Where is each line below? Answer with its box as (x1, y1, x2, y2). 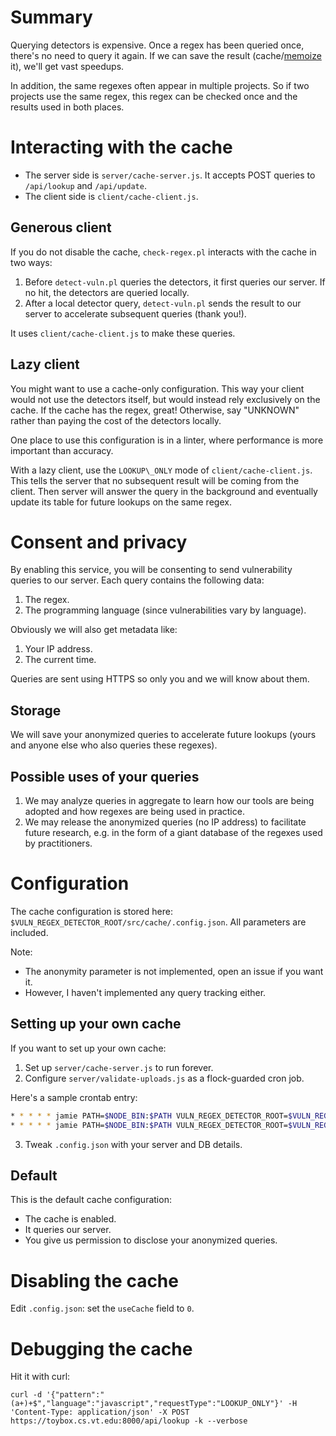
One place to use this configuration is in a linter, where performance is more (10, 434, 324, 446)
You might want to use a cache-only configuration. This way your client (10, 382, 305, 395)
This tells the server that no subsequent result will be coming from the (10, 474, 300, 486)
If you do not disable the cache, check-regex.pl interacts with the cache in (10, 246, 317, 258)
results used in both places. (10, 101, 125, 113)
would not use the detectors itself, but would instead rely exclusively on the (10, 393, 321, 405)
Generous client (10, 219, 112, 236)
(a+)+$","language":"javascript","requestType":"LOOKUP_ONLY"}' (10, 1399, 284, 1409)
